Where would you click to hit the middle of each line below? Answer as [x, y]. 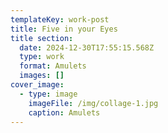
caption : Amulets [64, 112]
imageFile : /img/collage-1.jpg [93, 103]
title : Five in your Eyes [64, 29]
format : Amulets [53, 66]
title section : [42, 38]
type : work [42, 57]
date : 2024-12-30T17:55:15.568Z [87, 47]
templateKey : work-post [60, 19]
